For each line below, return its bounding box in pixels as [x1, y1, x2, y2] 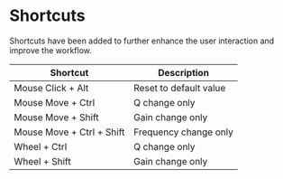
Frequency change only [133, 126, 234, 138]
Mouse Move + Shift [14, 110, 99, 123]
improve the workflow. [9, 44, 92, 55]
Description [157, 66, 210, 79]
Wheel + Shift [14, 155, 71, 167]
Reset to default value [133, 81, 226, 94]
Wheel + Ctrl [14, 140, 68, 153]
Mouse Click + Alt [14, 81, 89, 94]
